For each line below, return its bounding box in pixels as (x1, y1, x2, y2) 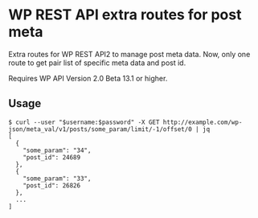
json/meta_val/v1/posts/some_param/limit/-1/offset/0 (8, 125, 193, 134)
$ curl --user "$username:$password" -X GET (8, 118, 160, 126)
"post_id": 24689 (23, 153, 81, 162)
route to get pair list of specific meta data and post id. (8, 58, 186, 68)
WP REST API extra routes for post (8, 6, 242, 24)
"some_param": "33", (23, 175, 92, 183)
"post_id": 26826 (23, 181, 81, 190)
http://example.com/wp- (162, 118, 243, 126)
